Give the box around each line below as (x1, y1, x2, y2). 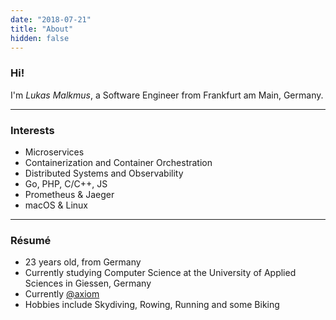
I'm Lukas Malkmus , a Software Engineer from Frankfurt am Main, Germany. (10, 89, 324, 101)
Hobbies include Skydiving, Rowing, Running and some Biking (24, 299, 280, 311)
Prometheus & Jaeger (24, 188, 115, 200)
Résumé (10, 233, 52, 247)
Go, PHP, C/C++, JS (24, 177, 108, 190)
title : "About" (10, 24, 74, 34)
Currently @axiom (24, 288, 100, 300)
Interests (10, 123, 55, 137)
